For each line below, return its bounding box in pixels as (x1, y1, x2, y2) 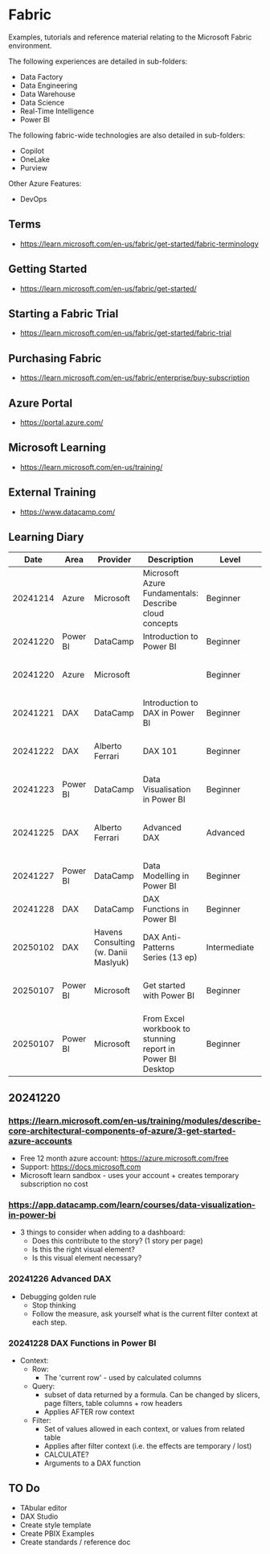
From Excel (142, 1013, 185, 1024)
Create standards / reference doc (19, 1537, 131, 1547)
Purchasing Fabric (8, 352, 102, 365)
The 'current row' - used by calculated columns (43, 1373, 202, 1383)
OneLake (19, 155, 51, 164)
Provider (97, 554, 132, 565)
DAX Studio (19, 1511, 59, 1521)
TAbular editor (19, 1502, 67, 1512)
